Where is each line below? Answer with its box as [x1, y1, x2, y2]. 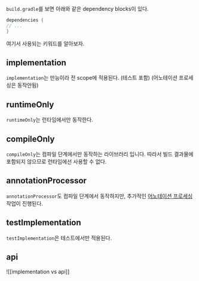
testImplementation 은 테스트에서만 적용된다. [6, 234, 112, 241]
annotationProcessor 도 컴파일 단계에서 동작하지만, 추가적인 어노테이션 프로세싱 [6, 192, 193, 200]
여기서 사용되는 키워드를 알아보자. [6, 40, 85, 47]
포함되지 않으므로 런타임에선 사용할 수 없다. [6, 158, 107, 165]
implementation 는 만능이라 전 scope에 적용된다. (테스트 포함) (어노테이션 [6, 74, 178, 81]
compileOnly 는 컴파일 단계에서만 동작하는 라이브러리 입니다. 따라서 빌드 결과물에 [6, 150, 194, 158]
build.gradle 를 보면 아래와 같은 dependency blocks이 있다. [6, 5, 149, 12]
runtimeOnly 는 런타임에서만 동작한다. [6, 116, 94, 123]
